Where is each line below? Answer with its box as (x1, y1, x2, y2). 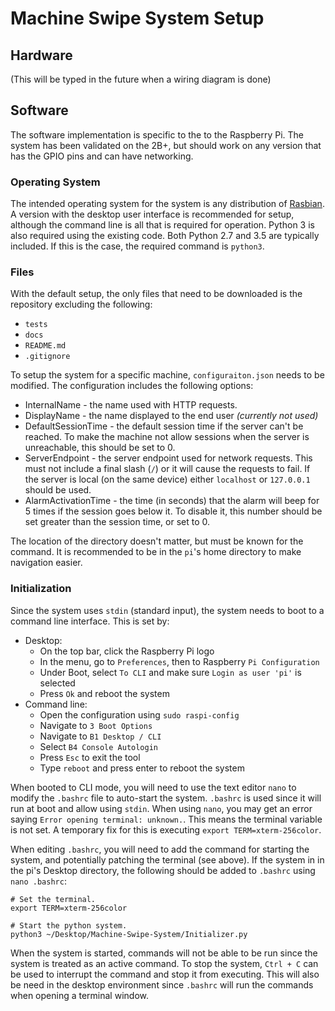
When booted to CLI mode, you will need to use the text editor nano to (10, 781, 297, 793)
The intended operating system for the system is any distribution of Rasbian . (10, 198, 325, 210)
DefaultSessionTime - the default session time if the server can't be (24, 420, 304, 432)
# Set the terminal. (10, 894, 97, 904)
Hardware (10, 47, 73, 64)
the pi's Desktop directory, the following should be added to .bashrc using (10, 864, 316, 876)
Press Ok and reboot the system (39, 687, 170, 699)
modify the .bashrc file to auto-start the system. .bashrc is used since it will (10, 792, 322, 804)
